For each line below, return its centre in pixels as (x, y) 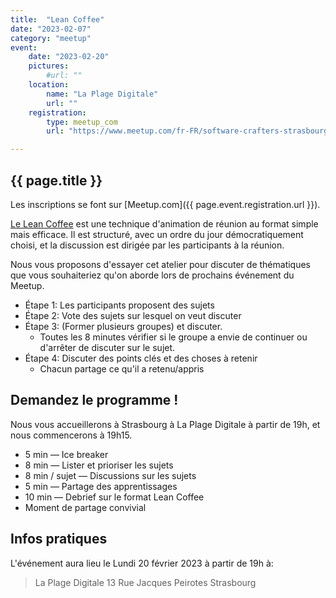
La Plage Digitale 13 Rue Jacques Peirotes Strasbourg (145, 582)
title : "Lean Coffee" (57, 19)
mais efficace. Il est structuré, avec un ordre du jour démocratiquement (157, 234)
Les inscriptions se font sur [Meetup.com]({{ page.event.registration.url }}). (165, 204)
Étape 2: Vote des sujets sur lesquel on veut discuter (133, 315)
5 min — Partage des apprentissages (101, 486)
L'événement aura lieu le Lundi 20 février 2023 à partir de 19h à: (142, 563)
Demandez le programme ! (94, 400)
